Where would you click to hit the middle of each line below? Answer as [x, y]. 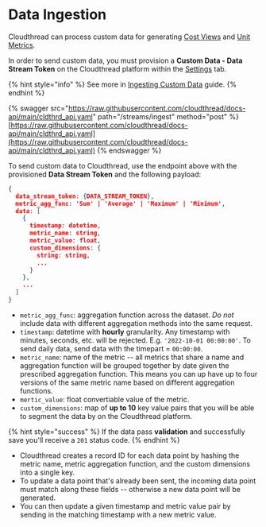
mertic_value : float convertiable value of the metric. [104, 399]
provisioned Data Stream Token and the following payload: [105, 174]
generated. [38, 498]
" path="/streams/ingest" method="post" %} [166, 116]
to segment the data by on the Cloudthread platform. [106, 416]
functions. [36, 390]
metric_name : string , [65, 233]
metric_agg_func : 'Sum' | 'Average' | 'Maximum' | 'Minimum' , [120, 203]
